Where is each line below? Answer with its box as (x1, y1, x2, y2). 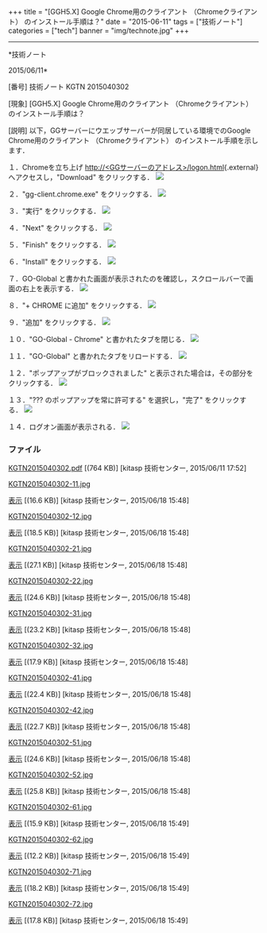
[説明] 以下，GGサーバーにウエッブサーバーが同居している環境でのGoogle (8, 126, 251, 135)
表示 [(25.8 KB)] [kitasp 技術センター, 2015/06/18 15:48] (8, 787, 191, 796)
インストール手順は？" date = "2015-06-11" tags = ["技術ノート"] (30, 17, 243, 26)
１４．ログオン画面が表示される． (8, 422, 120, 431)
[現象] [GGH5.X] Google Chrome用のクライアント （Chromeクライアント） (8, 99, 253, 108)
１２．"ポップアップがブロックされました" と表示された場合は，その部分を (8, 368, 253, 378)
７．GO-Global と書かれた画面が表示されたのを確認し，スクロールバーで (8, 274, 246, 283)
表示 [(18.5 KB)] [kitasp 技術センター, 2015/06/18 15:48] (8, 528, 189, 538)
